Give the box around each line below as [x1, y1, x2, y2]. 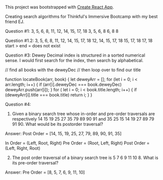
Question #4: [5, 101, 32, 107]
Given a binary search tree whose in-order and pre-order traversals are [12, 111, 155, 117]
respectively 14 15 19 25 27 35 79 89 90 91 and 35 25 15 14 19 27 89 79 [12, 116, 154, 121]
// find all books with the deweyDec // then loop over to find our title [5, 67, 141, 73]
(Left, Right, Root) [5, 145, 40, 151]
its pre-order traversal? [12, 160, 58, 165]
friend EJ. [5, 19, 24, 24]
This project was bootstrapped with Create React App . [5, 4, 114, 10]
